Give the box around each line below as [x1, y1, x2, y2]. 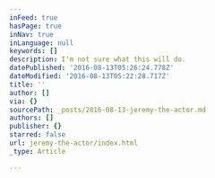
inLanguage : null [9, 38, 74, 48]
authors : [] [9, 113, 54, 122]
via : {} [9, 96, 39, 106]
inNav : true [9, 30, 54, 39]
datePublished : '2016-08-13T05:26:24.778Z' [9, 64, 175, 73]
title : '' [9, 80, 47, 89]
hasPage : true [9, 22, 63, 31]
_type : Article [9, 147, 66, 156]
